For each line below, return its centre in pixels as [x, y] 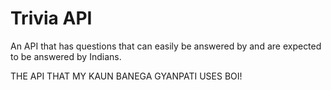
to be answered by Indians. [66, 56]
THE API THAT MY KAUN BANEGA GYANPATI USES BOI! [126, 76]
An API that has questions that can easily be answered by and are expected [166, 46]
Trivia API [51, 18]
